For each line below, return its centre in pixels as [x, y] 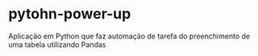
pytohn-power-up [70, 14]
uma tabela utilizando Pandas [57, 44]
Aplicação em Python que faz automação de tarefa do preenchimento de [129, 36]
